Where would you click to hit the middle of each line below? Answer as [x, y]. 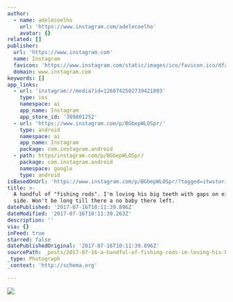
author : [18, 14]
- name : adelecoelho [43, 20]
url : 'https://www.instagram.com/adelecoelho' [88, 26]
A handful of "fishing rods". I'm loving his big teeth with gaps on [116, 194]
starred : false [29, 240]
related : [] [24, 40]
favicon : [26, 65]
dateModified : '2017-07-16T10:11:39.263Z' [69, 214]
